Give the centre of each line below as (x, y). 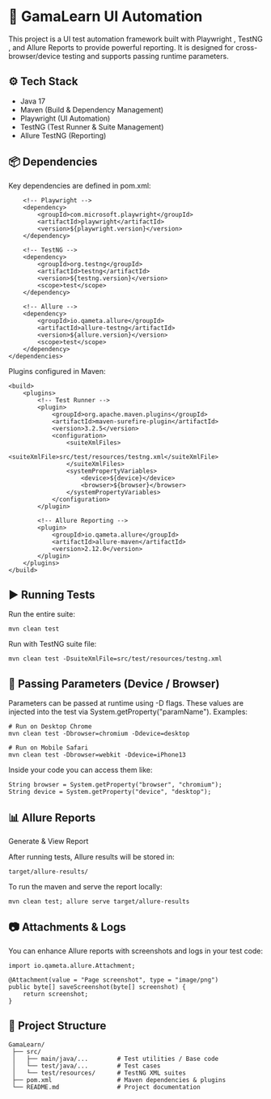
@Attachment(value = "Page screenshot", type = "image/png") (114, 980)
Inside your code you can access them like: (80, 770)
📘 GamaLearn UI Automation (106, 17)
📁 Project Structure (57, 1026)
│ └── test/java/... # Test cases (86, 1066)
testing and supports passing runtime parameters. (145, 56)
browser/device (34, 56)
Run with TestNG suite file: (53, 644)
